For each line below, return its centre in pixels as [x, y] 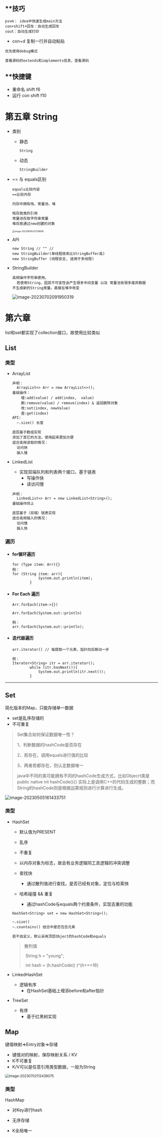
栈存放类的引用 [25, 213]
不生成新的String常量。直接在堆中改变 [46, 288]
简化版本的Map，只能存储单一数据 [39, 708]
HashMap [15, 1100]
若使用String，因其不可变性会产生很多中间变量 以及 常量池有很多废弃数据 [81, 283]
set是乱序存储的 [28, 718]
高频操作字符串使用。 [30, 278]
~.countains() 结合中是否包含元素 [44, 927]
